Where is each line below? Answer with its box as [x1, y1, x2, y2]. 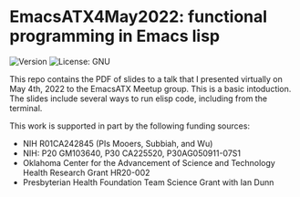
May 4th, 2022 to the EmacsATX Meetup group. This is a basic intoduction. [9, 83, 292, 94]
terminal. [9, 102, 43, 113]
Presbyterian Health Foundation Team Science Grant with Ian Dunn [22, 176, 274, 188]
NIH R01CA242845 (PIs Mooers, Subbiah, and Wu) [22, 138, 213, 149]
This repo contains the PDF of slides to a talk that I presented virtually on [9, 73, 283, 84]
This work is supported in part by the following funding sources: [9, 120, 251, 131]
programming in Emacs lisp [9, 26, 221, 47]
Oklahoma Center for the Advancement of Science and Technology [22, 157, 275, 168]
